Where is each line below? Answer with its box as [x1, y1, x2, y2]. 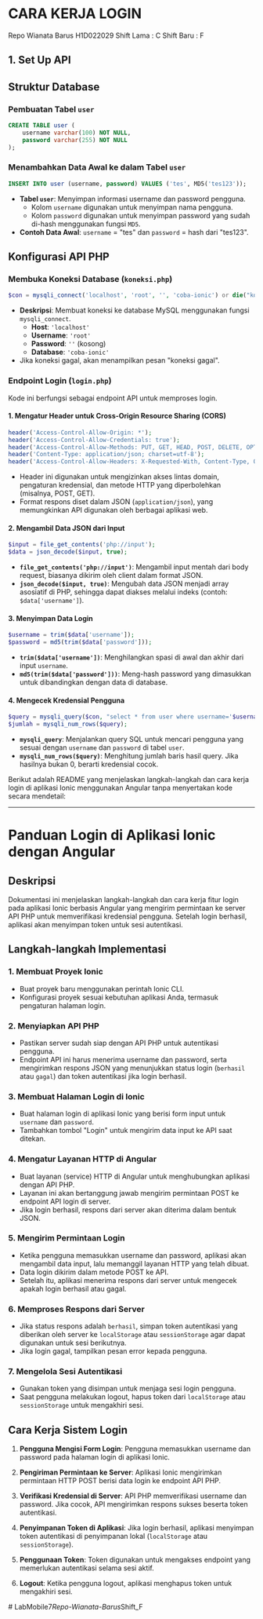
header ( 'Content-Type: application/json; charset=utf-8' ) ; [8, 451, 205, 459]
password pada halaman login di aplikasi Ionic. [19, 1453, 171, 1462]
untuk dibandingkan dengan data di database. [19, 678, 168, 687]
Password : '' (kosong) [31, 339, 106, 349]
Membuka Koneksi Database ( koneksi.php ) [8, 274, 173, 284]
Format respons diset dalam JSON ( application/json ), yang [19, 497, 214, 506]
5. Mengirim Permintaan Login [8, 1233, 125, 1244]
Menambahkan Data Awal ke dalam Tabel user [8, 162, 186, 173]
